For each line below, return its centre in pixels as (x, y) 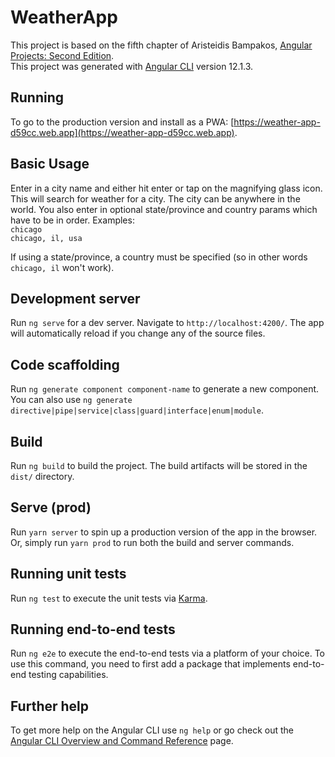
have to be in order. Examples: (72, 220)
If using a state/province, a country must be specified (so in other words (159, 257)
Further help (50, 706)
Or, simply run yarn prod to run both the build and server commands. (152, 542)
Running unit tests (68, 574)
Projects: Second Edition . (62, 55)
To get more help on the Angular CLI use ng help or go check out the (152, 730)
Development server (75, 298)
